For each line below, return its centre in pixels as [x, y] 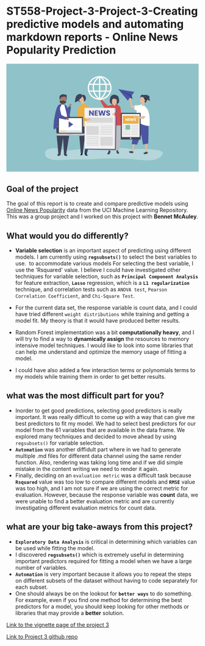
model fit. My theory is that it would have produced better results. [98, 321]
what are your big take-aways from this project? [100, 527]
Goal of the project [42, 189]
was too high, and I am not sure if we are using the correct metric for [101, 488]
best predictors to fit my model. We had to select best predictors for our [106, 423]
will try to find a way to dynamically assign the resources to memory [102, 339]
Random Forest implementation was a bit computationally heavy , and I [105, 332]
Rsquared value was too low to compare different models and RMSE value [105, 482]
